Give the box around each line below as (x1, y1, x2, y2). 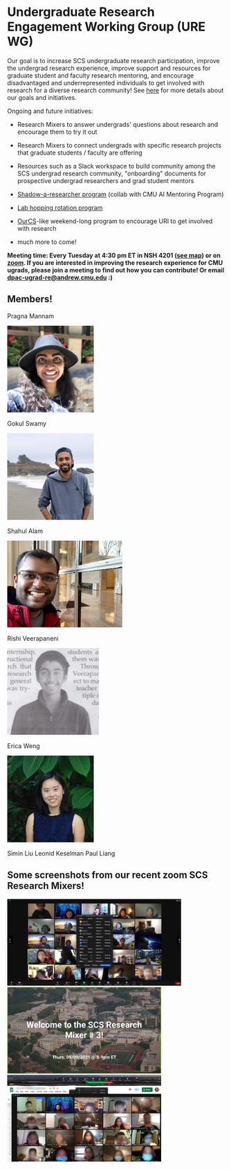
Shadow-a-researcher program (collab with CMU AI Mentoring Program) (17, 190, 224, 198)
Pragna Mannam (7, 311, 54, 320)
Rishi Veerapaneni (7, 634, 59, 642)
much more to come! (17, 237, 77, 246)
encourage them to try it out (17, 128, 98, 136)
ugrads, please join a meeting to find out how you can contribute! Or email (7, 266, 225, 274)
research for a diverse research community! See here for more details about (7, 86, 224, 94)
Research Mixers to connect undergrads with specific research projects (17, 141, 222, 149)
